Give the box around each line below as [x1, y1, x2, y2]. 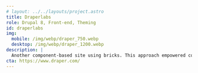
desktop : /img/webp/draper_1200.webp [11, 42, 104, 48]
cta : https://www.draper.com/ [6, 58, 81, 64]
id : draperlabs [6, 25, 44, 31]
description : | [6, 47, 44, 53]
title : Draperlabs [6, 14, 51, 20]
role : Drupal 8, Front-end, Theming [6, 19, 96, 25]
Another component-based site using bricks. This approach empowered [11, 52, 186, 58]
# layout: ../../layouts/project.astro [6, 8, 104, 15]
